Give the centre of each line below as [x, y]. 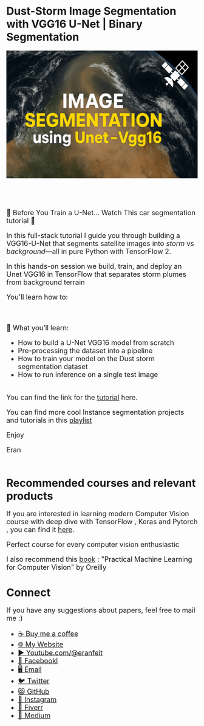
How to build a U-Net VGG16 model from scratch [96, 343]
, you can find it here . [40, 529]
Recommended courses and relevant [101, 483]
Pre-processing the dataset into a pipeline [85, 351]
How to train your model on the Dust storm [86, 359]
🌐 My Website [41, 644]
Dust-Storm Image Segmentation [91, 11]
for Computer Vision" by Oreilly [56, 567]
